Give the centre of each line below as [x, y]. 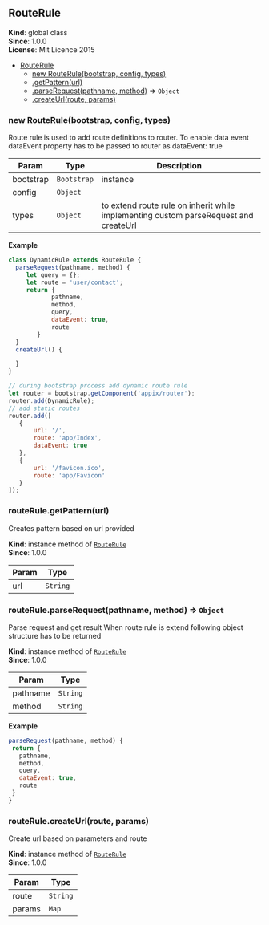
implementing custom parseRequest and [177, 216]
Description [179, 166]
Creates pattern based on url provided [71, 528]
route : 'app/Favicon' [69, 475]
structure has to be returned [55, 635]
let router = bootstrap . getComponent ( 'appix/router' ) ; [102, 394]
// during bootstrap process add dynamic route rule [98, 386]
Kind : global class [38, 32]
